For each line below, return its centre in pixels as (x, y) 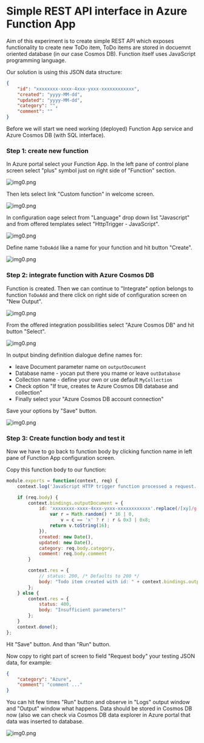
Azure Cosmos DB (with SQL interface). (56, 135)
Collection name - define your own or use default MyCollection (93, 379)
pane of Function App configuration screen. (61, 457)
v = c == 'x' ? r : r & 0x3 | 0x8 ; (105, 520)
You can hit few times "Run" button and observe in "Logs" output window (98, 702)
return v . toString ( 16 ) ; (80, 526)
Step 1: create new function (48, 151)
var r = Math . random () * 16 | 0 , (92, 515)
